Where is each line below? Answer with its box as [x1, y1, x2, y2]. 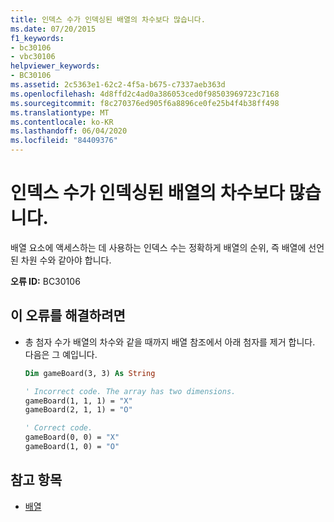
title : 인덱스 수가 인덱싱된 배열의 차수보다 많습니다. [10, 14, 206, 25]
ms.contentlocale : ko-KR [10, 117, 114, 127]
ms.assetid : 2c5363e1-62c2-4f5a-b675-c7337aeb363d [10, 80, 226, 90]
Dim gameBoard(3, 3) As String [24, 368, 156, 378]
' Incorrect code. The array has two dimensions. [24, 386, 237, 396]
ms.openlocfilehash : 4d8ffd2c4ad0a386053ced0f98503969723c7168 [10, 89, 280, 99]
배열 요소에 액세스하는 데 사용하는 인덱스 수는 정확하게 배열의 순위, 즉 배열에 [10, 241, 307, 253]
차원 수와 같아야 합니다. [20, 254, 112, 266]
